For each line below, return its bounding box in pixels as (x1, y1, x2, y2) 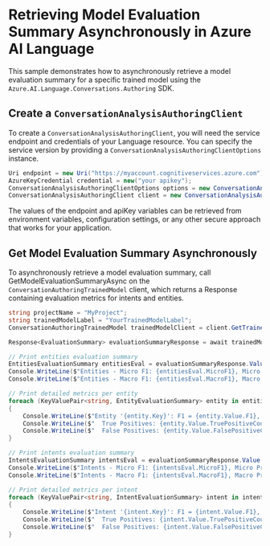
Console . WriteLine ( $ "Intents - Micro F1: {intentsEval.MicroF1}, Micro (8, 463, 253, 471)
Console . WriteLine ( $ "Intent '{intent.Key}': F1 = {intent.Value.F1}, (22, 508, 261, 516)
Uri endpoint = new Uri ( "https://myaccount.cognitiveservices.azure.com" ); (8, 169, 268, 177)
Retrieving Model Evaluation (8, 6, 201, 24)
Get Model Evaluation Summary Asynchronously (8, 247, 257, 260)
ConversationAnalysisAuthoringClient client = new (8, 191, 182, 200)
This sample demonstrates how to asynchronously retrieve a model (8, 66, 231, 75)
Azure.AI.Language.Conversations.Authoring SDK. (8, 83, 174, 93)
